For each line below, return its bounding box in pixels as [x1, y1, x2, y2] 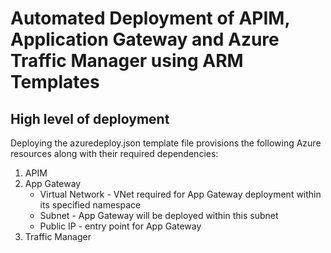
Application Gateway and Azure [10, 28, 280, 51]
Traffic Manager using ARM [10, 50, 244, 72]
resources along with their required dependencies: [10, 148, 219, 159]
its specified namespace [39, 199, 142, 211]
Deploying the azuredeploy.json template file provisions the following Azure [10, 137, 322, 149]
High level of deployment [10, 110, 170, 127]
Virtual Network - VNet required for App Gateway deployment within [39, 188, 322, 200]
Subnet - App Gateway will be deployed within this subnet [39, 210, 279, 221]
